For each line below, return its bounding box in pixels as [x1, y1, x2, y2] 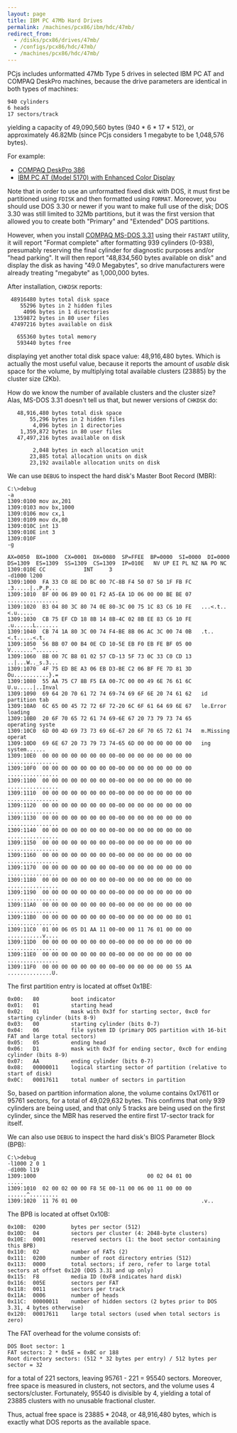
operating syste [7, 721, 55, 728]
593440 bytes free [16, 339, 72, 346]
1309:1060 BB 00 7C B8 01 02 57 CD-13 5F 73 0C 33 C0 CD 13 [7, 653, 192, 660]
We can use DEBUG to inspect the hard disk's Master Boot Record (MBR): [7, 471, 217, 480]
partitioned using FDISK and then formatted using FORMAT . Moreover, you [7, 194, 216, 203]
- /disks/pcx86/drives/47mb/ [13, 37, 100, 44]
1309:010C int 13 [7, 522, 59, 529]
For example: [7, 152, 46, 160]
